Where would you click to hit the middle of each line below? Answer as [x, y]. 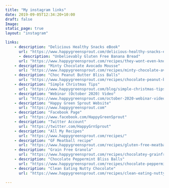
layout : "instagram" [27, 33]
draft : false [19, 19]
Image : [12, 24]
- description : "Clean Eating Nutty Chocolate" [65, 168]
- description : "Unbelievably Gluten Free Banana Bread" [79, 56]
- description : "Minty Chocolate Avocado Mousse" [67, 66]
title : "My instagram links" [36, 10]
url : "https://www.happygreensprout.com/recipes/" [73, 136]
